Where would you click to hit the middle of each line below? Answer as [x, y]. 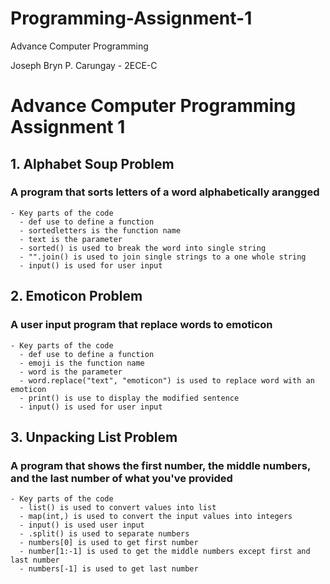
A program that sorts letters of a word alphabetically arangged [165, 192]
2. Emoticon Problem [76, 296]
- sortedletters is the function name [100, 230]
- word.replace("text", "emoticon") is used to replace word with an [167, 380]
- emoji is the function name [82, 363]
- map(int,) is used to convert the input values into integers [156, 517]
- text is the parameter [71, 239]
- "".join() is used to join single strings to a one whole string [163, 257]
